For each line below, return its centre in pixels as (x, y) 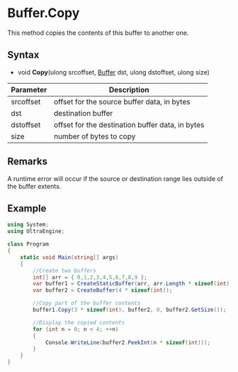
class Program (28, 244)
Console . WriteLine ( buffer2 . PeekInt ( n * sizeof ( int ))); (128, 342)
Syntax (23, 55)
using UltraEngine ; (36, 231)
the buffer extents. (34, 186)
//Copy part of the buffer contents (87, 303)
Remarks (28, 162)
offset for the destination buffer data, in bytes (129, 124)
